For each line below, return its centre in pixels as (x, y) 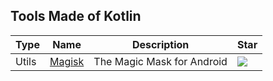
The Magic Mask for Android (160, 61)
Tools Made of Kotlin (76, 16)
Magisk (67, 61)
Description (160, 44)
